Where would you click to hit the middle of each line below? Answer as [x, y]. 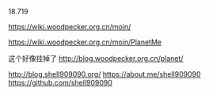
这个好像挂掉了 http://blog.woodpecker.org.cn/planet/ [96, 58]
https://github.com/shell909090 [61, 83]
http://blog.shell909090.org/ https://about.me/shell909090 [104, 74]
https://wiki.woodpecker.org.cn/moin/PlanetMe [85, 42]
